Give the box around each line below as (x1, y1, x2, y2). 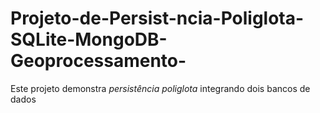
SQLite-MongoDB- (10, 28, 168, 51)
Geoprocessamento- (10, 50, 187, 72)
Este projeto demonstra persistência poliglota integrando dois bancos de (10, 82, 311, 94)
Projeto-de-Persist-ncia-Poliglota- (10, 7, 305, 30)
